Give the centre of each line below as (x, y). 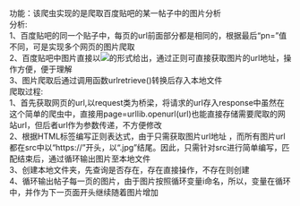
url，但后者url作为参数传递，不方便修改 (90, 125)
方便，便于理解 (44, 69)
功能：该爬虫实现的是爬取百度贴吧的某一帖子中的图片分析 (115, 13)
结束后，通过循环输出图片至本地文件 (83, 159)
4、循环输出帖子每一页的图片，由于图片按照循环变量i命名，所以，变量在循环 (150, 181)
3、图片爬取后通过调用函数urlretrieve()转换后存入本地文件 (116, 80)
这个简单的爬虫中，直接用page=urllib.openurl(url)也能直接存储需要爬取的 (144, 114)
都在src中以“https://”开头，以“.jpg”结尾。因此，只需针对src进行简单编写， (146, 147)
